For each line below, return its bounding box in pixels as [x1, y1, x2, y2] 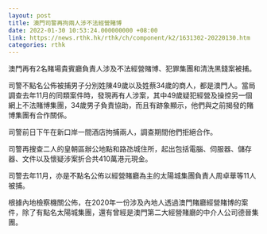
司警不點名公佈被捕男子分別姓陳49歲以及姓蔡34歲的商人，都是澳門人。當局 [8, 81, 256, 90]
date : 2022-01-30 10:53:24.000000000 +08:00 [8, 26, 158, 34]
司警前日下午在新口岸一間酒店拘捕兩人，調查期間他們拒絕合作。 [8, 128, 217, 137]
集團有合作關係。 [14, 110, 72, 120]
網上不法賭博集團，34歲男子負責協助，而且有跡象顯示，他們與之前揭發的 [8, 101, 247, 110]
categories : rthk [8, 41, 66, 49]
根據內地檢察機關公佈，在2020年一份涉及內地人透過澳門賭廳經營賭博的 [8, 198, 242, 207]
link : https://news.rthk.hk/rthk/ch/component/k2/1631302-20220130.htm [8, 33, 250, 42]
